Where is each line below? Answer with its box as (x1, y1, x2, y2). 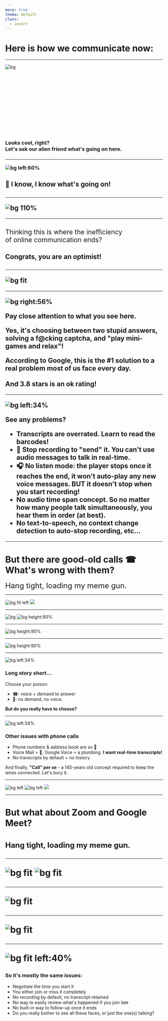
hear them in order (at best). (16, 511, 106, 520)
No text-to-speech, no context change (16, 519, 139, 528)
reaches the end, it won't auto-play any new (16, 472, 156, 481)
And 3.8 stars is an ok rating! (5, 380, 97, 388)
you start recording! (16, 488, 80, 496)
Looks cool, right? (5, 140, 50, 147)
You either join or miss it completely (12, 988, 86, 994)
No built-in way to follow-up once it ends (12, 1004, 97, 1010)
